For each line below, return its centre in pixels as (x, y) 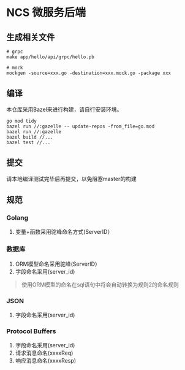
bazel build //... (30, 137)
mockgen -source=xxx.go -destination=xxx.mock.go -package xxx (89, 73)
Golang (17, 217)
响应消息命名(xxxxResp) (46, 361)
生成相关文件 (31, 37)
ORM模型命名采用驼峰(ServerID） (58, 264)
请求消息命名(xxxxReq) (44, 353)
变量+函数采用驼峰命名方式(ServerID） (64, 232)
